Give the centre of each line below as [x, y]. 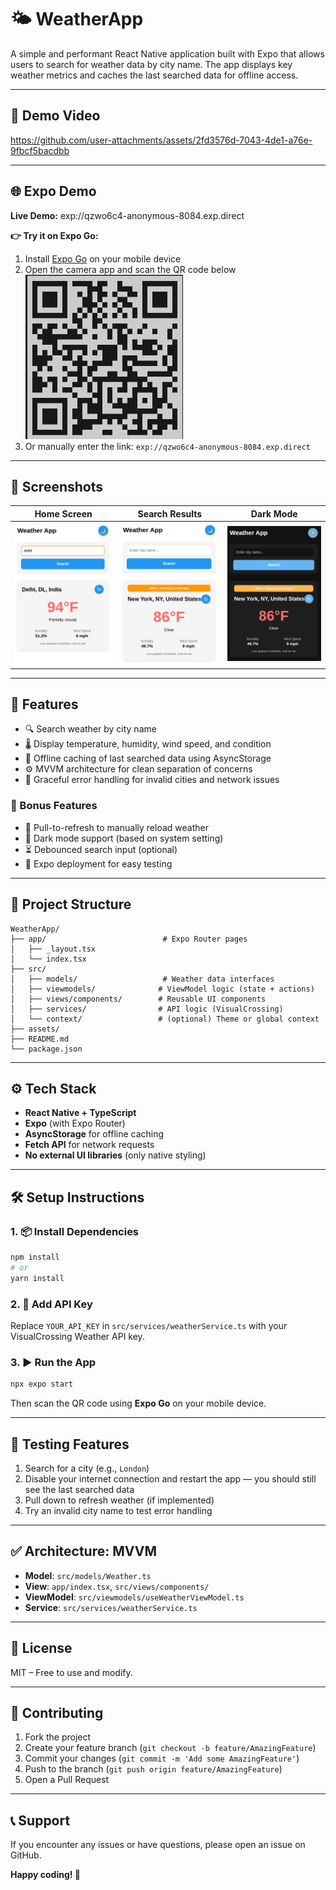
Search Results [170, 513]
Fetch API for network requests [89, 1145]
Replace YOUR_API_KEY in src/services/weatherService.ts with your [149, 1325]
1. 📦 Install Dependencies [75, 1231]
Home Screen [63, 513]
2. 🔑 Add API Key [51, 1304]
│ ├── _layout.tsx [53, 949]
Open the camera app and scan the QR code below [130, 269]
